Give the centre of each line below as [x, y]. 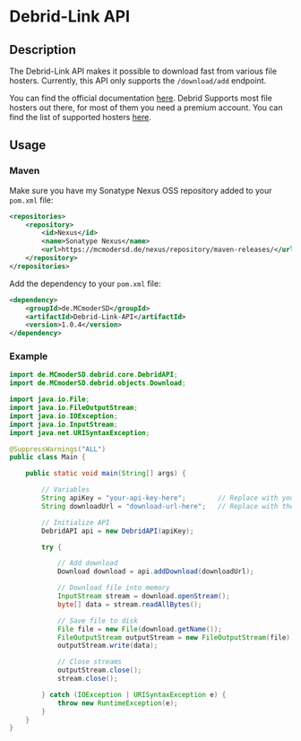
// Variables [66, 490]
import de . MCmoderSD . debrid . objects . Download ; [98, 383]
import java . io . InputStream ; [64, 424]
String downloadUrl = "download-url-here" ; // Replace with [160, 506]
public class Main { [48, 458]
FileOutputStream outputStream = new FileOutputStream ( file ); [176, 637]
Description [43, 50]
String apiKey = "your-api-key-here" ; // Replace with [160, 498]
